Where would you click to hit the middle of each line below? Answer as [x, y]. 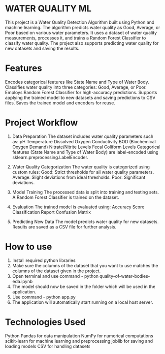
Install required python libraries [44, 260]
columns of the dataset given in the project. [56, 271]
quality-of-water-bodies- [125, 276]
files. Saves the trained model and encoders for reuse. [60, 103]
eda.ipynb [22, 281]
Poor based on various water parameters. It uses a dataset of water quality [81, 32]
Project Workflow [41, 123]
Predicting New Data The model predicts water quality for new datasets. [85, 222]
